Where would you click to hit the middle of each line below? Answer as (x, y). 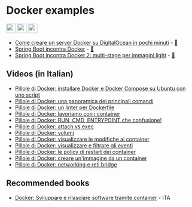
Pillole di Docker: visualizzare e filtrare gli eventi (74, 145)
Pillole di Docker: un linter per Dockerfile (65, 107)
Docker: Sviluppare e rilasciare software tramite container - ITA (92, 197)
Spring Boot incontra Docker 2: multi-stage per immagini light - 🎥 (95, 55)
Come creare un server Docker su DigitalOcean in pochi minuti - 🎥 (96, 42)
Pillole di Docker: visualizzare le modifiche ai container (82, 139)
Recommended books (48, 183)
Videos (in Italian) (40, 74)
